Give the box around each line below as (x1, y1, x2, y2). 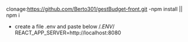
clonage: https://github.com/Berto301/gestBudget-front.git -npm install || (6, 6, 183, 12)
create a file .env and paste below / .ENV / (14, 23, 115, 30)
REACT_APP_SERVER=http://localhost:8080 (14, 29, 121, 36)
